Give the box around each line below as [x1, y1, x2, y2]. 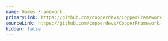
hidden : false [5, 25, 42, 32]
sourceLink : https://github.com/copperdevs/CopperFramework [5, 20, 160, 26]
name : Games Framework [5, 8, 63, 15]
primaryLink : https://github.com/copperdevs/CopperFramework [5, 14, 163, 20]
